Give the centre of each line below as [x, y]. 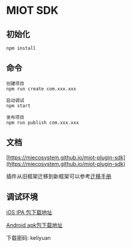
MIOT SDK [32, 11]
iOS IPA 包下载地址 [29, 212]
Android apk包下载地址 [34, 225]
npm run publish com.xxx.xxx [43, 123]
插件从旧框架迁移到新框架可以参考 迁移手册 [59, 176]
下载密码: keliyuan [28, 238]
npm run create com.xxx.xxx [41, 89]
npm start [19, 106]
